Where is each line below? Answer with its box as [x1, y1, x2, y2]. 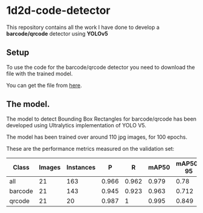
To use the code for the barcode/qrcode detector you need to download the [6, 63, 195, 71]
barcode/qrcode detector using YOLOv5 [6, 30, 109, 37]
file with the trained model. [6, 70, 73, 77]
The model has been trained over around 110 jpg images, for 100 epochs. [6, 133, 187, 141]
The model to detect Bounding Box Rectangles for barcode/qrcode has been [6, 115, 197, 122]
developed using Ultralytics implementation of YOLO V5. [6, 121, 147, 129]
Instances [66, 163, 96, 171]
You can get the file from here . [6, 81, 83, 89]
